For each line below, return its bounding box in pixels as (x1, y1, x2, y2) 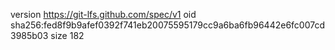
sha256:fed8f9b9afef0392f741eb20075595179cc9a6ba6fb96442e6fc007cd (10, 19, 326, 31)
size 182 (50, 30, 85, 41)
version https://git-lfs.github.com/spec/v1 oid (10, 9, 197, 20)
